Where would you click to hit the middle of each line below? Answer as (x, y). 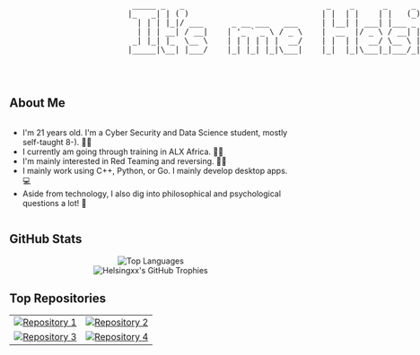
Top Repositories (58, 299)
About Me (37, 103)
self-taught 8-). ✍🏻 (57, 142)
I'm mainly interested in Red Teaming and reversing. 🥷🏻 (124, 160)
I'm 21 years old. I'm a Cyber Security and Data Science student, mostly (155, 132)
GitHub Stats (46, 239)
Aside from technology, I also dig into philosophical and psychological (151, 194)
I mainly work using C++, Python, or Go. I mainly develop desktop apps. (155, 170)
